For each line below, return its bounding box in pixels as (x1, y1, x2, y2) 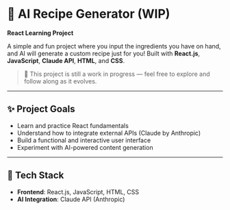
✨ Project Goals (7, 103, 75, 115)
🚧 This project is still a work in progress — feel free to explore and (23, 70, 210, 78)
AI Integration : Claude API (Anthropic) (16, 195, 125, 203)
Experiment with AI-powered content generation (16, 143, 153, 151)
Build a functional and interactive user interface (16, 136, 151, 144)
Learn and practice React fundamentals (16, 121, 129, 129)
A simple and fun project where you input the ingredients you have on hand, (7, 42, 221, 50)
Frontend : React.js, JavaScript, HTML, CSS (16, 187, 139, 196)
